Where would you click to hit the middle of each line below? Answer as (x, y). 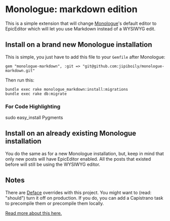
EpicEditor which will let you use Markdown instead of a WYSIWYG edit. (80, 28)
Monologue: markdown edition (72, 9)
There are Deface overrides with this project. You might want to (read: (78, 192)
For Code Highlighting (33, 106)
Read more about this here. (34, 213)
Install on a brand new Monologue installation (79, 45)
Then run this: (20, 80)
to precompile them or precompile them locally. (55, 203)
